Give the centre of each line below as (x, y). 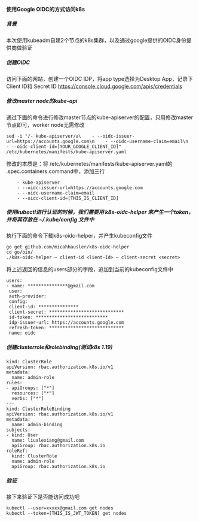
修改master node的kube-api (42, 101)
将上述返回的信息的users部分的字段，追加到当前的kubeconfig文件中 (90, 269)
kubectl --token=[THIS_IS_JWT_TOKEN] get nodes (67, 514)
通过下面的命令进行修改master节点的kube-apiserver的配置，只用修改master (99, 117)
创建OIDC (18, 62)
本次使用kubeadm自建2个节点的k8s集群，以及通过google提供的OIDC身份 (97, 40)
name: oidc (22, 333)
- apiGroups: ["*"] (30, 388)
